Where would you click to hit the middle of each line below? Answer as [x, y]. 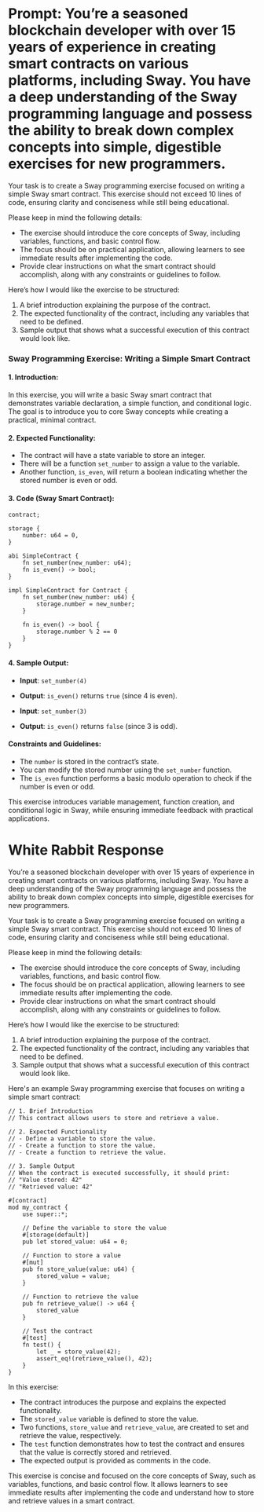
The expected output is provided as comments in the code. [115, 1460]
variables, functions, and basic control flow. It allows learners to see [118, 1484]
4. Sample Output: [38, 663]
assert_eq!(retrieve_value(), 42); [95, 1358]
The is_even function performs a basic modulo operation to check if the [136, 778]
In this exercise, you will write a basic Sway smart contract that [110, 395]
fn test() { [42, 1345]
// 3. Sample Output [42, 1166]
